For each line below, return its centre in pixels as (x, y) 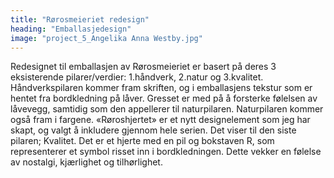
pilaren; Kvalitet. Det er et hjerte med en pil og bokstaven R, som (142, 141)
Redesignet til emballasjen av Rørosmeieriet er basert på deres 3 (143, 67)
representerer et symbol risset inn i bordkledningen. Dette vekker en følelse (166, 152)
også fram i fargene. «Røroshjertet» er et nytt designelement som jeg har (160, 120)
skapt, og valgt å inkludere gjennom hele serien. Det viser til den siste (153, 130)
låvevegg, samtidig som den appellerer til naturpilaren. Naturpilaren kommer (167, 109)
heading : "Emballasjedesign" (71, 29)
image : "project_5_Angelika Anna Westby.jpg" (106, 38)
